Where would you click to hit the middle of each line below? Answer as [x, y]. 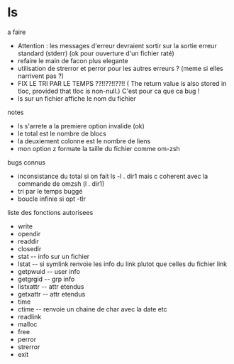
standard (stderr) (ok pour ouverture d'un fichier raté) [96, 53]
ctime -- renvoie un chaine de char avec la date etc [93, 309]
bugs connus [27, 162]
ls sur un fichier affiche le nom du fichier [77, 98]
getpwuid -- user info [49, 271]
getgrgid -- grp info [46, 279]
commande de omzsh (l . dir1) [61, 183]
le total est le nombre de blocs [62, 133]
